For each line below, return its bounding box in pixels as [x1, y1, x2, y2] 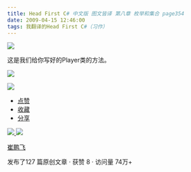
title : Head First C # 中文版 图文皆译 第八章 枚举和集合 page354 [7, 10, 185, 17]
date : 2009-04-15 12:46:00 [7, 17, 85, 24]
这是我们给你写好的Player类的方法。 [7, 56, 111, 64]
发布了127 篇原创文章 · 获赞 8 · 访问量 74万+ [7, 157, 133, 166]
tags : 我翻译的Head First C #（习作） [7, 23, 108, 30]
